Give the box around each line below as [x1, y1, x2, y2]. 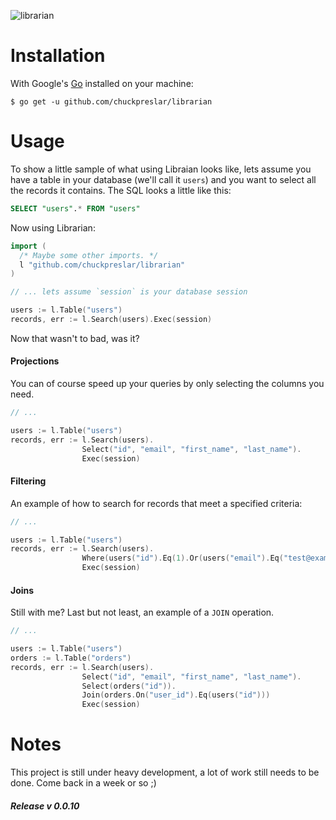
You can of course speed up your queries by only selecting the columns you [10, 378, 325, 390]
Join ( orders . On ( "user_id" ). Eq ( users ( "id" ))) [81, 690, 271, 700]
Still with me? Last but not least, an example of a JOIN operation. [10, 606, 275, 619]
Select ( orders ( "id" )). [81, 681, 177, 691]
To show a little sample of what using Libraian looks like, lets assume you [10, 163, 312, 175]
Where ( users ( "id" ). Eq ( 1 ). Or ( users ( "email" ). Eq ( [81, 553, 284, 564]
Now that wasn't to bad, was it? [10, 332, 140, 344]
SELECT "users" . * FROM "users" [10, 203, 141, 214]
